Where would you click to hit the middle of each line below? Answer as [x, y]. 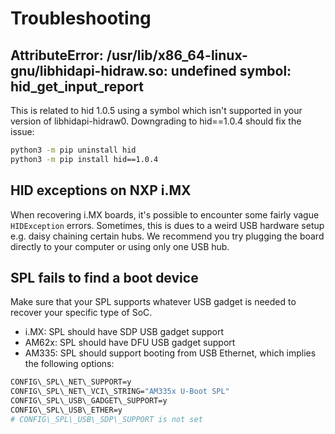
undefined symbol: [231, 70]
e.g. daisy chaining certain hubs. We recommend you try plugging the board [167, 236]
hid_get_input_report [77, 86]
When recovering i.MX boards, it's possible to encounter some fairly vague [165, 214]
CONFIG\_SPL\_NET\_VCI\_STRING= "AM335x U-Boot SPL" [120, 392]
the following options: [69, 364]
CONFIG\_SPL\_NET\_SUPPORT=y [71, 382]
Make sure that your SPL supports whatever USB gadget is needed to [153, 302]
